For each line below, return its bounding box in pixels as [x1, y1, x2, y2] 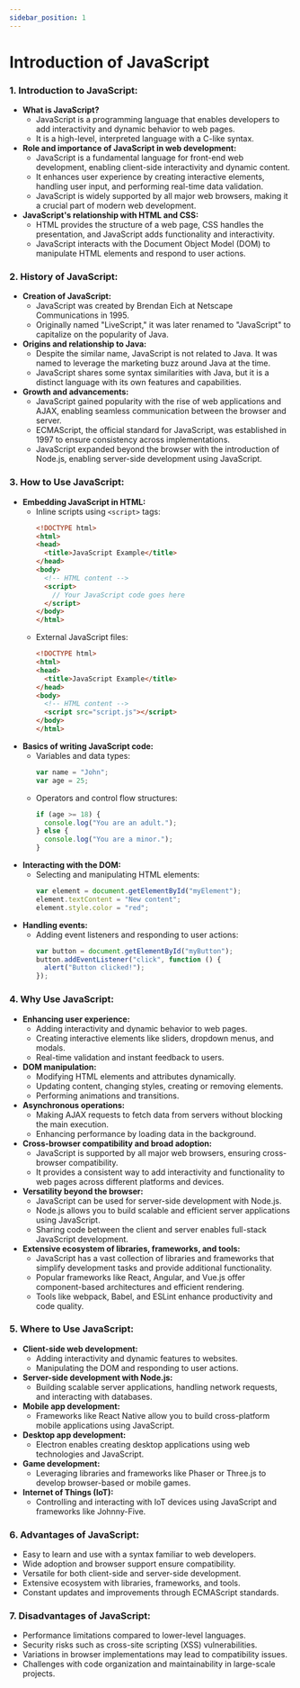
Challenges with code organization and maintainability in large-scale [22, 1658, 276, 1670]
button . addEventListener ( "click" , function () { [35, 955, 222, 964]
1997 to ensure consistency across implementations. [35, 434, 231, 446]
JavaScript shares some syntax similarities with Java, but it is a [35, 367, 269, 378]
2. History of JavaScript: [9, 271, 119, 284]
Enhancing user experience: [22, 1014, 130, 1025]
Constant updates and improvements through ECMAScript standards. [22, 1587, 279, 1598]
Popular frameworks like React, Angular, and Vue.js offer [35, 1271, 245, 1283]
